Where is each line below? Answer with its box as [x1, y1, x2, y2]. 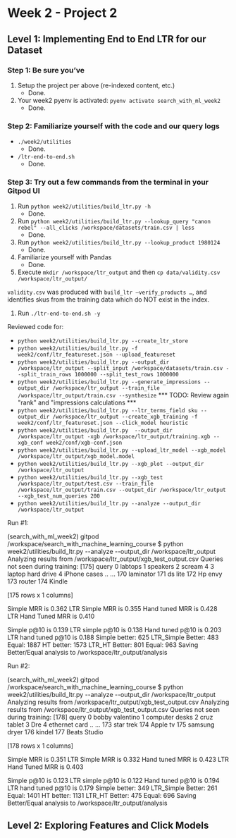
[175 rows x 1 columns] [7, 591, 74, 600]
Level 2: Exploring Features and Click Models [7, 819, 209, 831]
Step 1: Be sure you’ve [7, 65, 85, 75]
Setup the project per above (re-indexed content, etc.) [17, 81, 175, 90]
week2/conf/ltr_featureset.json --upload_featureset [17, 351, 176, 359]
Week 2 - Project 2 [7, 5, 118, 21]
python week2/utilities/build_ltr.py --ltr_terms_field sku [17, 407, 198, 414]
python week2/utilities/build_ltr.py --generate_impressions [17, 378, 201, 386]
